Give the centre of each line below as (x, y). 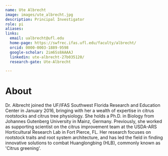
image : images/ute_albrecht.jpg (39, 15)
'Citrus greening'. (23, 148)
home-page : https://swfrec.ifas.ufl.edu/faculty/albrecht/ (73, 43)
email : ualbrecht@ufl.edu (37, 38)
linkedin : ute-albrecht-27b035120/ (47, 57)
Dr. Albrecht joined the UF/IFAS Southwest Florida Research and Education (83, 105)
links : (12, 33)
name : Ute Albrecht (26, 10)
